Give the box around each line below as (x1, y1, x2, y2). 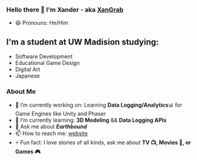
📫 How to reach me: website (15, 130, 88, 137)
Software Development (15, 53, 73, 60)
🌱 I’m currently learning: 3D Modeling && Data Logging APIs (15, 116, 167, 124)
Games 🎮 (15, 148, 41, 155)
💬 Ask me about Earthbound (15, 123, 87, 130)
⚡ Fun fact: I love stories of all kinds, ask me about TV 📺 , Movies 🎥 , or (15, 139, 191, 146)
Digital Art (15, 66, 41, 73)
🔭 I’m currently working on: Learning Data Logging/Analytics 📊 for (15, 101, 182, 108)
